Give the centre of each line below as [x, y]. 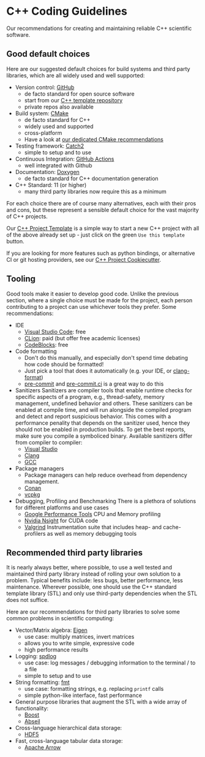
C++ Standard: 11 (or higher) [51, 184]
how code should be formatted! [64, 364]
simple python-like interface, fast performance [83, 695]
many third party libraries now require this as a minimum [95, 191]
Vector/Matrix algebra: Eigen [51, 630]
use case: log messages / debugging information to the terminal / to [110, 663]
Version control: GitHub [45, 87]
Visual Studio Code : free [55, 332]
